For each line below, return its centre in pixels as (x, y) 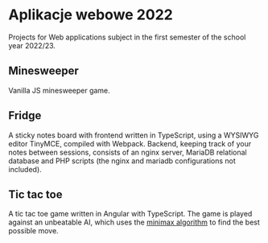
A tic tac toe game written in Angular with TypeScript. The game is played (130, 214)
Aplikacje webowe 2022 (91, 15)
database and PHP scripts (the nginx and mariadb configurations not (122, 161)
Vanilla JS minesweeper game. (59, 90)
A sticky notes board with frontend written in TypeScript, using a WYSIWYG (134, 135)
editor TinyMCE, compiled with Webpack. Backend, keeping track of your (130, 143)
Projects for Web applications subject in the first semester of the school (127, 37)
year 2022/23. (32, 45)
